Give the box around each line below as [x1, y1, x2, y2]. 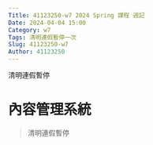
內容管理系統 [8, 101, 92, 118]
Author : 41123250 [8, 48, 65, 56]
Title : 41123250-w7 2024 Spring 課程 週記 [8, 11, 145, 20]
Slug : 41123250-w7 [8, 41, 69, 49]
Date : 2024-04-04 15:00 [8, 19, 87, 27]
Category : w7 [8, 26, 51, 34]
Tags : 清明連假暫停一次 [8, 33, 77, 42]
